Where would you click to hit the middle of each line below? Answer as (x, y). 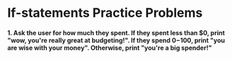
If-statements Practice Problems (105, 13)
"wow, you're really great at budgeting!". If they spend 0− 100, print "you (116, 40)
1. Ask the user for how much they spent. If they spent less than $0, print (116, 32)
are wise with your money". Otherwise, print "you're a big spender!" (110, 48)
